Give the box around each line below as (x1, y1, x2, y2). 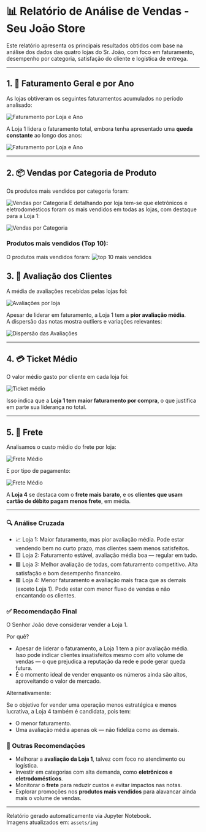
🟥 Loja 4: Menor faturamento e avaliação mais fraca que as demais (15, 576, 186, 583)
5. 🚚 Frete (6, 427, 44, 437)
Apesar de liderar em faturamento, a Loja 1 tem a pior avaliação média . (6, 311, 186, 319)
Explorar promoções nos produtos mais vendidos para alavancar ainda (15, 788, 196, 795)
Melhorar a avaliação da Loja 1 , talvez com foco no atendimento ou (15, 755, 185, 763)
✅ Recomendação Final (6, 607, 77, 615)
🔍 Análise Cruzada (6, 519, 64, 527)
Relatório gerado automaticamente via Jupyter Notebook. (6, 812, 151, 820)
